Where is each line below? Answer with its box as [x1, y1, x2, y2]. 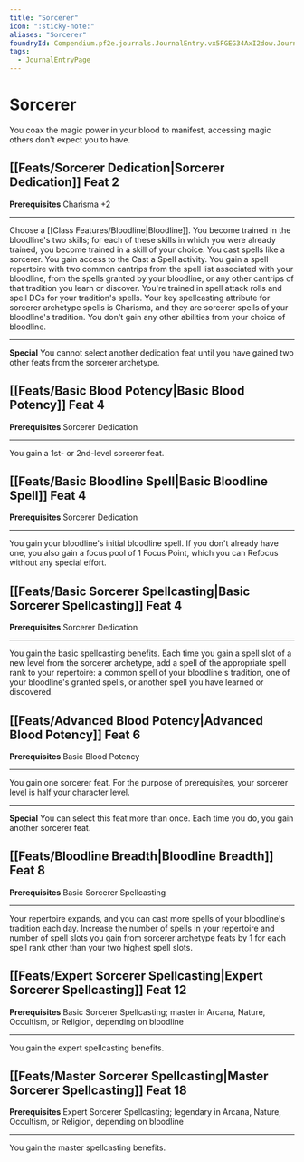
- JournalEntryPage [17, 55, 91, 64]
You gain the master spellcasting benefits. [9, 1142, 166, 1153]
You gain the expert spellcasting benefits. [9, 1042, 165, 1053]
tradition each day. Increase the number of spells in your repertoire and [9, 923, 275, 933]
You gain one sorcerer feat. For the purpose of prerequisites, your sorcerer [9, 777, 289, 787]
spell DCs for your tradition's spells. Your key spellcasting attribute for [9, 292, 271, 303]
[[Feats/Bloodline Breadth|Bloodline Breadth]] [9, 849, 274, 864]
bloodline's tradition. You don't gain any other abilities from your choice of [9, 311, 286, 322]
